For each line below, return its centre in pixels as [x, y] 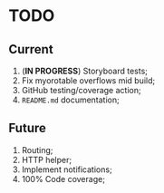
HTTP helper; [47, 159]
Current [31, 49]
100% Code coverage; [63, 179]
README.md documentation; [70, 100]
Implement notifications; [67, 169]
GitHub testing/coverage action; [81, 90]
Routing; [37, 150]
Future [28, 128]
